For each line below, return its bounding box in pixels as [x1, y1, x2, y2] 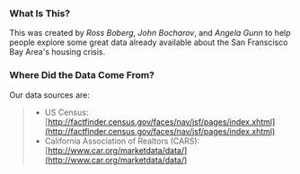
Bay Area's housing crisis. [9, 47, 106, 57]
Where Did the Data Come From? [9, 69, 155, 82]
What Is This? [9, 7, 71, 20]
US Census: [44, 107, 89, 117]
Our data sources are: [9, 89, 90, 100]
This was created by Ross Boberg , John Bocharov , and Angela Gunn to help [9, 28, 291, 39]
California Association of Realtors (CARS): [44, 135, 200, 146]
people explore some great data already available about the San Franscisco [9, 37, 288, 48]
